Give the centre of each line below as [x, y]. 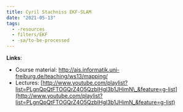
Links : [14, 58]
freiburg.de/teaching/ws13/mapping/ [62, 76]
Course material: [36, 70]
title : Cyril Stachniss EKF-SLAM [49, 12]
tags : [13, 23]
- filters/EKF [30, 35]
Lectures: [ [29, 83]
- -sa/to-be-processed [41, 40]
